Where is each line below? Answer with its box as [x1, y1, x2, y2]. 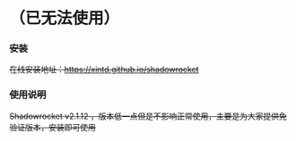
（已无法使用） [9, 8, 120, 29]
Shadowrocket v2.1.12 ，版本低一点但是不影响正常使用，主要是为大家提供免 [9, 111, 287, 121]
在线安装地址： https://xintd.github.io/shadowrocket [9, 64, 199, 75]
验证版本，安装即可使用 [9, 121, 96, 132]
